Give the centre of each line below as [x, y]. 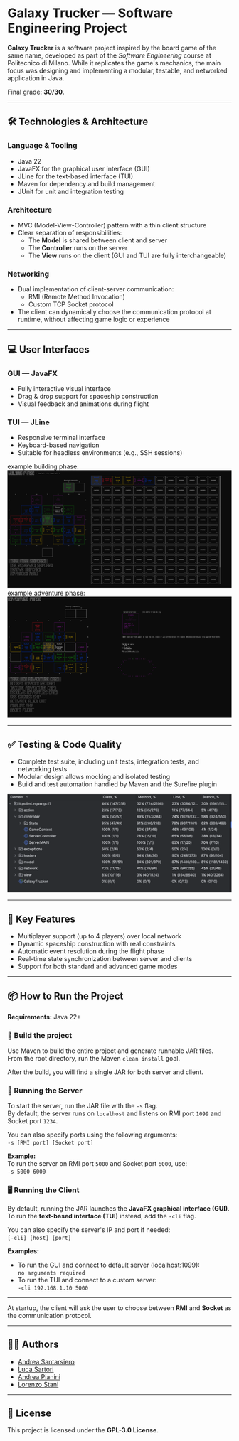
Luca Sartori [36, 1369]
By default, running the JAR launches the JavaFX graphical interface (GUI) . [118, 1208]
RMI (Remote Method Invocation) [77, 297]
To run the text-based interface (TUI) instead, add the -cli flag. [102, 1216]
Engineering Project [67, 28]
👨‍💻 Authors [33, 1345]
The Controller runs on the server [78, 247]
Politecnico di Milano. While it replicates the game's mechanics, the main [114, 63]
